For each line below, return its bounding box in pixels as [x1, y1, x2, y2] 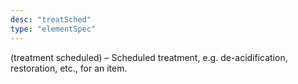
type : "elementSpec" [10, 24, 97, 34]
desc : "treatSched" [10, 14, 92, 25]
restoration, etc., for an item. [10, 62, 128, 74]
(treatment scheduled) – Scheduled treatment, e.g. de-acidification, [10, 51, 288, 63]
